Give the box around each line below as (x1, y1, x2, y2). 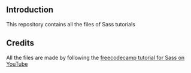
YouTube (6, 60, 28, 68)
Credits (6, 38, 35, 48)
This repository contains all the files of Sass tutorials (6, 20, 136, 28)
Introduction (6, 5, 54, 15)
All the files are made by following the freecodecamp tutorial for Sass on (6, 54, 185, 61)
